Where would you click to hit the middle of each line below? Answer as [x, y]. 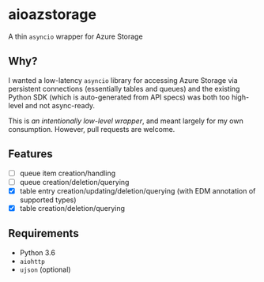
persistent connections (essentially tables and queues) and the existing [124, 88]
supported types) [48, 200]
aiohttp [32, 261]
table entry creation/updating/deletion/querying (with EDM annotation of [138, 190]
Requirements [43, 233]
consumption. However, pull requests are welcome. [92, 129]
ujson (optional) [45, 269]
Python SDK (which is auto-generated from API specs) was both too [119, 97]
